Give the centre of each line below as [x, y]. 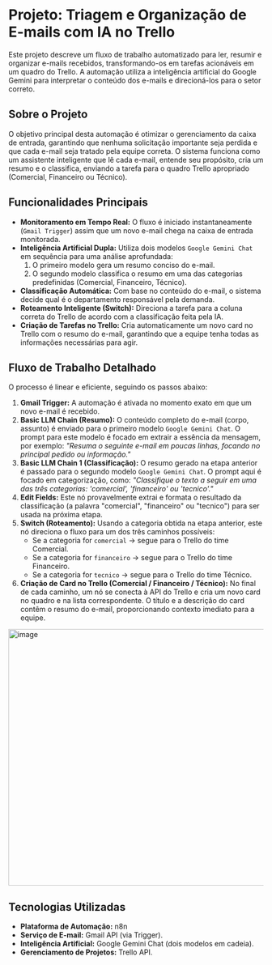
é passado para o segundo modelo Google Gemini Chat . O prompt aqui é [140, 472]
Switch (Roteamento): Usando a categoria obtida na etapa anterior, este [141, 523]
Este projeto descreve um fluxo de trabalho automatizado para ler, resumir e [135, 54]
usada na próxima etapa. [61, 515]
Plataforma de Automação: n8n [74, 927]
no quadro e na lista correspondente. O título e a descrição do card [132, 601]
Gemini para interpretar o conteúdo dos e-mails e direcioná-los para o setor [135, 80]
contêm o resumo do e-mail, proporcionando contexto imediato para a [137, 610]
